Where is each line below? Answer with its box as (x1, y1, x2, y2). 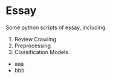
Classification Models (14, 48, 69, 55)
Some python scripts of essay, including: (5, 24, 107, 31)
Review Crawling (14, 35, 57, 43)
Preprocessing (14, 42, 51, 49)
